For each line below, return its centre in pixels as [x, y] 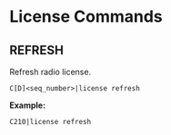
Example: [28, 105]
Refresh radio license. [50, 72]
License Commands [86, 17]
